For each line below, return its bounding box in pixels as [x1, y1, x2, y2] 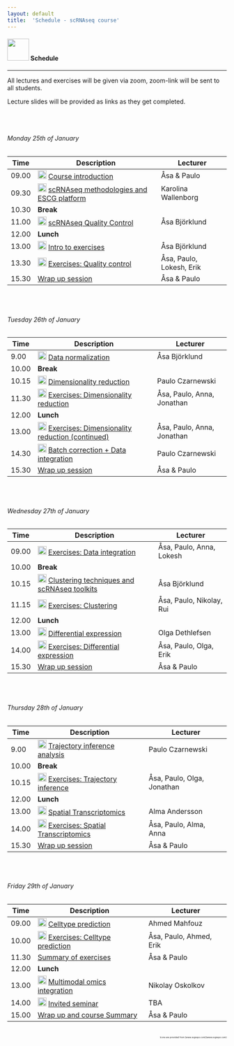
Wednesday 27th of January [7, 506, 90, 515]
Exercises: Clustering [48, 601, 118, 610]
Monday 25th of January [7, 134, 79, 143]
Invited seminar [48, 998, 99, 1008]
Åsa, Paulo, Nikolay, [157, 596, 223, 606]
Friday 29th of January [7, 882, 75, 890]
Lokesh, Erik [161, 262, 201, 272]
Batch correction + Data [48, 445, 127, 455]
